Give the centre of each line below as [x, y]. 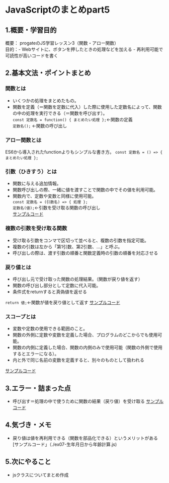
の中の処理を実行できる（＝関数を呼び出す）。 [60, 113]
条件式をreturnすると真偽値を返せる [50, 292]
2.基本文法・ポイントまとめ [48, 73]
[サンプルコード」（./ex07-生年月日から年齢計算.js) [65, 444]
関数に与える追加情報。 [37, 183]
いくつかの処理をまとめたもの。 [46, 100]
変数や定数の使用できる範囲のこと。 [50, 329]
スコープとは [21, 316]
